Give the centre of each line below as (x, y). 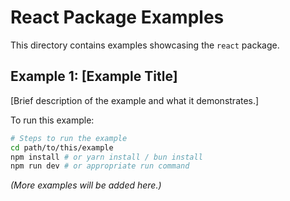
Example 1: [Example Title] (94, 76)
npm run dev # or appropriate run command (100, 166)
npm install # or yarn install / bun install (106, 157)
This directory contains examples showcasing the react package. (145, 45)
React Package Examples (117, 17)
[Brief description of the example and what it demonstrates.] (135, 100)
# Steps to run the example (69, 138)
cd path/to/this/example (62, 147)
